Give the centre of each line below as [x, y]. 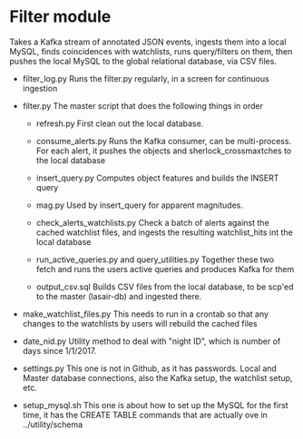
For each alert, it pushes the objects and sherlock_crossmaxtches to [164, 151]
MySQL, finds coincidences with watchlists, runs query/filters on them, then [151, 51]
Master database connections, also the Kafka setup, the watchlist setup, [157, 377]
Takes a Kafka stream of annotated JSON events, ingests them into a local [148, 42]
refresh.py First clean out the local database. [120, 123]
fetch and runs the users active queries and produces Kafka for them [165, 268]
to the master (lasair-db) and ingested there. [119, 296]
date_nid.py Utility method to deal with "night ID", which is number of [151, 341]
